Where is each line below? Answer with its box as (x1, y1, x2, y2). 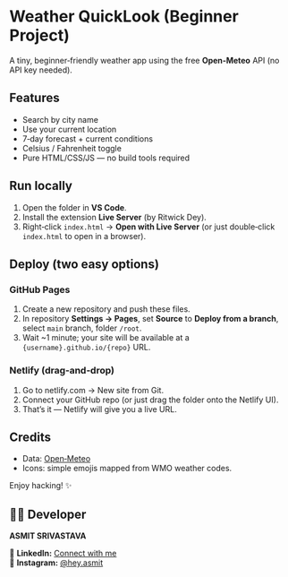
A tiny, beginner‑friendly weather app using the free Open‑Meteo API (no (9, 55, 280, 65)
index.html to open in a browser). (21, 230, 147, 241)
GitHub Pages (9, 283, 71, 296)
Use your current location (21, 124, 117, 134)
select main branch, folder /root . (21, 323, 142, 333)
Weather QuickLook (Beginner (9, 6, 239, 27)
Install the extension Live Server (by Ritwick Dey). (21, 211, 208, 222)
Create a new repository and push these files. (21, 304, 191, 314)
